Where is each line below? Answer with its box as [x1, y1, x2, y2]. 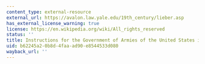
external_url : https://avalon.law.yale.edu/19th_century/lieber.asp [6, 15, 184, 21]
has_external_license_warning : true [6, 20, 99, 26]
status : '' [6, 32, 34, 38]
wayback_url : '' [6, 49, 48, 55]
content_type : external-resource [6, 9, 92, 15]
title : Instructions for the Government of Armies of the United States [6, 37, 195, 43]
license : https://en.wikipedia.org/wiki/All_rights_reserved [6, 26, 165, 32]
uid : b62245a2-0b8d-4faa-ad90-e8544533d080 [6, 43, 119, 49]
